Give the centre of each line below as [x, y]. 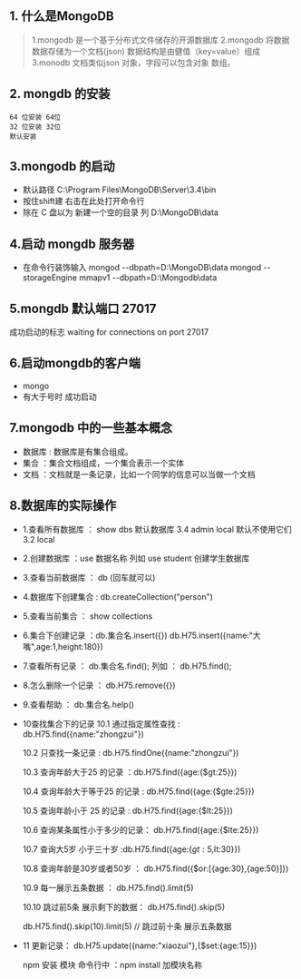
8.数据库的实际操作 [63, 506]
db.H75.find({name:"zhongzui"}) [83, 734]
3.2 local [39, 539]
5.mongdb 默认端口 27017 [83, 308]
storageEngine [50, 278]
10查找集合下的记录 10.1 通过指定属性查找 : [101, 723]
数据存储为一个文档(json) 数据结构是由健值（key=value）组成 [146, 51]
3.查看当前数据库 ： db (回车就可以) [89, 577]
